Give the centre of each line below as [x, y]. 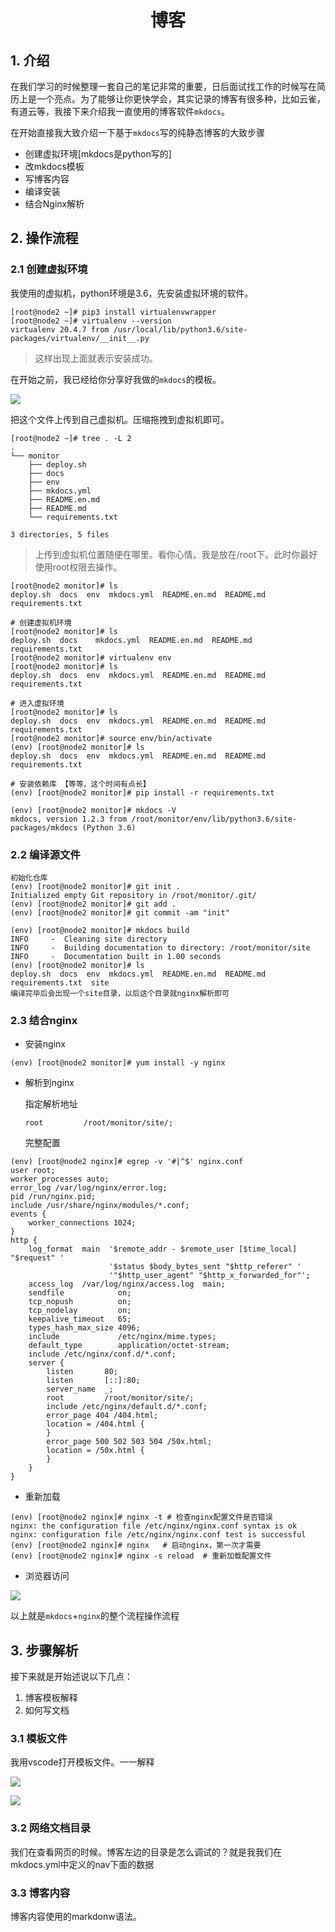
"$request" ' [37, 1258]
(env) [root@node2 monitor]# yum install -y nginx [118, 1063]
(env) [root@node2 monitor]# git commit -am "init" [120, 912]
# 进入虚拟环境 [37, 703]
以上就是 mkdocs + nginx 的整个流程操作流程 [95, 1616]
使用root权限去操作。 [78, 567]
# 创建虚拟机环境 [41, 622]
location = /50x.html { [95, 1451]
